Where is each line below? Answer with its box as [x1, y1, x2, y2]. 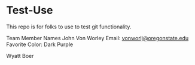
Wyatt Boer [6, 52, 34, 59]
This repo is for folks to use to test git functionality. [6, 23, 132, 30]
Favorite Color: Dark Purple [6, 41, 74, 48]
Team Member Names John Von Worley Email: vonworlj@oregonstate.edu [6, 34, 189, 41]
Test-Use [6, 4, 53, 17]
